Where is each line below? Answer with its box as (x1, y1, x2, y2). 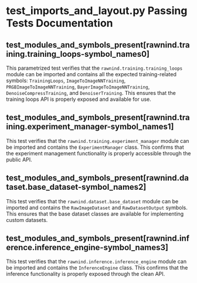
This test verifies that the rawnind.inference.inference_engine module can (6, 258, 186, 265)
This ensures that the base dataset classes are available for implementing (6, 210, 184, 217)
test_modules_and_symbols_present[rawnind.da (6, 173, 189, 183)
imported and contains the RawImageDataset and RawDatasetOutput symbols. (6, 204, 188, 211)
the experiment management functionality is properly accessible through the (6, 149, 191, 156)
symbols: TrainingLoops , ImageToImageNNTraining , (6, 77, 126, 84)
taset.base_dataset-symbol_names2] (6, 182, 147, 192)
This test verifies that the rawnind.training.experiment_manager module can (6, 137, 189, 144)
